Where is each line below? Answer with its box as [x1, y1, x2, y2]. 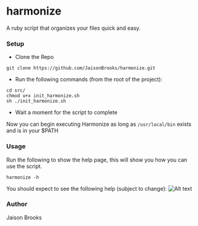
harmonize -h [6, 174, 39, 180]
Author [6, 200, 28, 208]
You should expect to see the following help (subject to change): [6, 185, 167, 192]
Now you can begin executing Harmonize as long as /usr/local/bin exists [6, 120, 192, 128]
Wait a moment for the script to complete [15, 109, 118, 116]
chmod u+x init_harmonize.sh [6, 93, 80, 99]
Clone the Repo [15, 53, 54, 61]
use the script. [6, 162, 42, 169]
